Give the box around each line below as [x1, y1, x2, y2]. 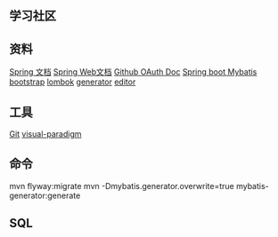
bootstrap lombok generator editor [9, 76, 136, 87]
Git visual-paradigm [9, 129, 82, 139]
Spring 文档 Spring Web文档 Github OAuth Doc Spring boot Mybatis [9, 67, 258, 77]
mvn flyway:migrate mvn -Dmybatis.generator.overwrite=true [9, 180, 234, 191]
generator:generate [9, 190, 81, 201]
